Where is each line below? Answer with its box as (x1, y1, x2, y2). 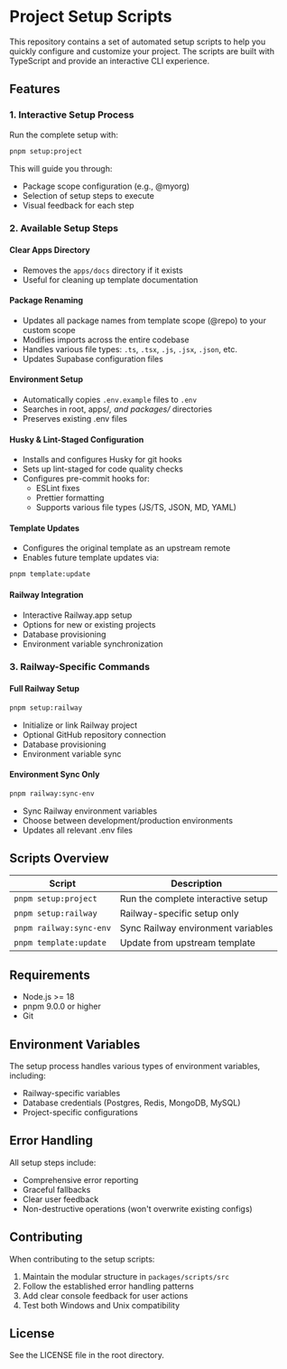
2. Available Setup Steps (9, 222, 119, 235)
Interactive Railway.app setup (22, 610, 133, 620)
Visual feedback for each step (22, 200, 134, 210)
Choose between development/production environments (22, 815, 233, 825)
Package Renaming (9, 295, 84, 306)
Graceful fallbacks (22, 1184, 91, 1195)
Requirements (9, 967, 90, 983)
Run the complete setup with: (9, 129, 119, 140)
